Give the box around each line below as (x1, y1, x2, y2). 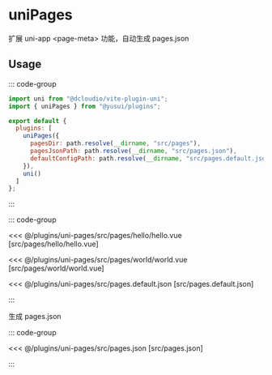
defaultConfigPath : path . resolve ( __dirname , (29, 154, 183, 163)
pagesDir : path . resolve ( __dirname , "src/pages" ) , (29, 139, 201, 147)
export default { (8, 117, 67, 125)
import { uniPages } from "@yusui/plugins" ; (8, 102, 161, 110)
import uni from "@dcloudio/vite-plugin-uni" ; (8, 95, 168, 103)
